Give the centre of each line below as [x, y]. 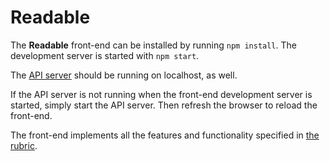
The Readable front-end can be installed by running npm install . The [153, 45]
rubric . [24, 145]
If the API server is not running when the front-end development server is [161, 94]
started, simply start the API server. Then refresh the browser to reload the [164, 105]
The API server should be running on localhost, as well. [124, 75]
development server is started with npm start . [105, 55]
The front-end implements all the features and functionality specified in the [165, 135]
